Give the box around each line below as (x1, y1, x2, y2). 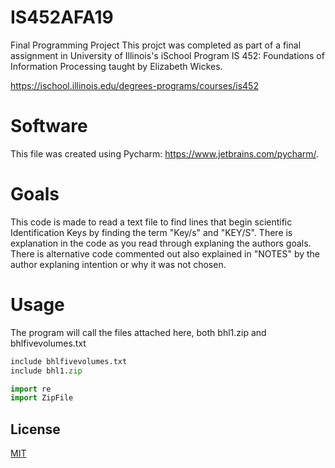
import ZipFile (10, 393, 74, 403)
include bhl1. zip (10, 366, 83, 376)
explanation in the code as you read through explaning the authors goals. (10, 237, 312, 249)
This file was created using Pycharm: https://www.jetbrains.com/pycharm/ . (10, 147, 320, 160)
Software (10, 115, 88, 138)
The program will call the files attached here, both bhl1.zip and (10, 326, 267, 338)
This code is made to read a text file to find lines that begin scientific (10, 216, 293, 228)
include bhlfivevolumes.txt (10, 356, 128, 366)
